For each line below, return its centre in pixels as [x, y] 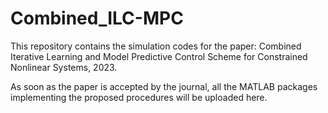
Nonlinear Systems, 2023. [64, 67]
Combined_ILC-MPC [97, 18]
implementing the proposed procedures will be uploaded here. [139, 97]
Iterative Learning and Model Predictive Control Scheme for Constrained [159, 56]
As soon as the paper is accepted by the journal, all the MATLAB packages [164, 86]
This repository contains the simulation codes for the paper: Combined [156, 46]
